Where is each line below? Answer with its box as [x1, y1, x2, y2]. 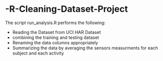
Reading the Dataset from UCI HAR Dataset [12, 29, 101, 35]
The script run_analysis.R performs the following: [5, 20, 106, 26]
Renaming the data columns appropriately [12, 39, 98, 45]
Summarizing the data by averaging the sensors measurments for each [12, 45, 158, 51]
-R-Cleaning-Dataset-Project [5, 3, 128, 15]
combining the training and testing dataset [12, 34, 99, 40]
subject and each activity [12, 50, 64, 56]
